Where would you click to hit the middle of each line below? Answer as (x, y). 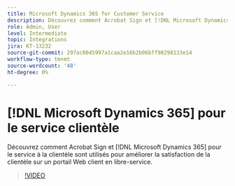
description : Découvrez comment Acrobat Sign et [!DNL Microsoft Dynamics (119, 20)
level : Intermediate (37, 33)
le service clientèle (63, 128)
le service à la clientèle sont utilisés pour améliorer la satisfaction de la (109, 155)
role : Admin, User (34, 27)
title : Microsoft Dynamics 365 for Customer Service (86, 14)
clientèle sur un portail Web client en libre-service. (80, 162)
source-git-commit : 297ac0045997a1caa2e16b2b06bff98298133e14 (100, 53)
